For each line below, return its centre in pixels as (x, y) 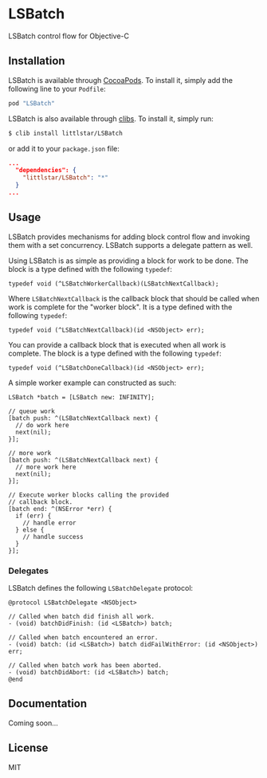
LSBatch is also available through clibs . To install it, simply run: (111, 118)
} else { (30, 530)
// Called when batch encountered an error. (83, 637)
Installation (37, 61)
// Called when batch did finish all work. (82, 616)
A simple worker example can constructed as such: (92, 383)
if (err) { (33, 516)
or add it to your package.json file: (64, 148)
